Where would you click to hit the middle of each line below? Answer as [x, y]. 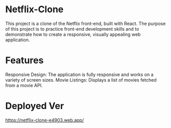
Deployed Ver [35, 106]
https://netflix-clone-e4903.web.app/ [45, 120]
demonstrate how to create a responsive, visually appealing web [73, 34]
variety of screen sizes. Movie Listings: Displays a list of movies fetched [81, 80]
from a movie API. [24, 85]
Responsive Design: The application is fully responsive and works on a [80, 74]
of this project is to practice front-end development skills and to [72, 29]
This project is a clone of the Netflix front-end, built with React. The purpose [86, 23]
